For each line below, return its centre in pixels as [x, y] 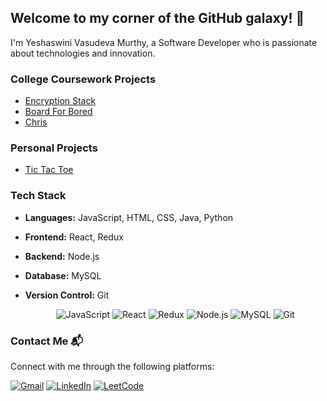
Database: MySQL [63, 275]
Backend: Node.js [62, 256]
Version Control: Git [67, 295]
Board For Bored [58, 112]
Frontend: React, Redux [74, 237]
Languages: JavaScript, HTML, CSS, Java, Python [129, 217]
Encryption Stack [60, 101]
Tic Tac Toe [49, 170]
